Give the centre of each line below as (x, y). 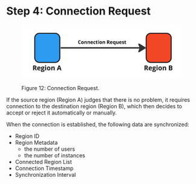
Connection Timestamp (44, 168)
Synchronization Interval (45, 174)
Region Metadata (36, 142)
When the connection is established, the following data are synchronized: (98, 124)
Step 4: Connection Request (79, 11)
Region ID (27, 136)
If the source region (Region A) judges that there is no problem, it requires (98, 100)
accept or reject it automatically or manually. (61, 113)
